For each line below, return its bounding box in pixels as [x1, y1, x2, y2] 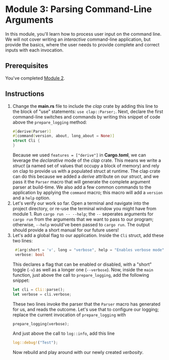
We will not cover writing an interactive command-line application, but [5, 36, 151, 42]
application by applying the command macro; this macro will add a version [12, 190, 163, 196]
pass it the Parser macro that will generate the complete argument [12, 179, 150, 185]
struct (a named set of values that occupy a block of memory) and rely [12, 163, 160, 169]
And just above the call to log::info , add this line [12, 330, 115, 336]
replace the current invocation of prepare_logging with [12, 312, 126, 318]
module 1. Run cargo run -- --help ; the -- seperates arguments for [12, 211, 154, 217]
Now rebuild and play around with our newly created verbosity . [12, 349, 144, 355]
